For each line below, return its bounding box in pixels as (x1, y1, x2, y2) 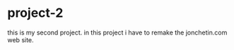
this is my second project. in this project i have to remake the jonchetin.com (7, 28, 228, 37)
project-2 (7, 5, 64, 21)
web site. (7, 35, 34, 44)
